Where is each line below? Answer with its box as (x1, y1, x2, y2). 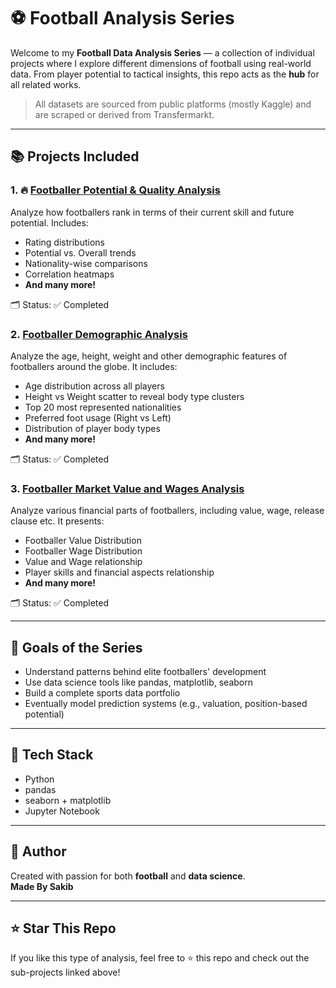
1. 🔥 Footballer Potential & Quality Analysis (10, 183, 221, 197)
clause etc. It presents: (10, 515, 105, 527)
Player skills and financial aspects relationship (24, 566, 215, 579)
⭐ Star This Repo (10, 920, 117, 937)
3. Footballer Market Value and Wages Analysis (10, 481, 245, 495)
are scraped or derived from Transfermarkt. (34, 108, 215, 120)
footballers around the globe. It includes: (10, 360, 178, 372)
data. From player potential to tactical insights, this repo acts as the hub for (10, 68, 320, 80)
